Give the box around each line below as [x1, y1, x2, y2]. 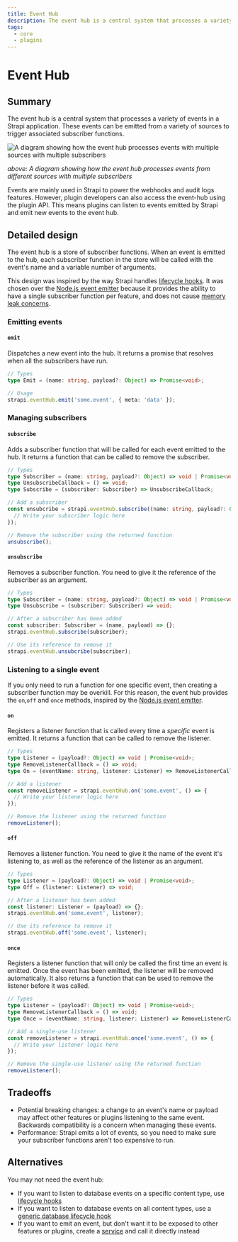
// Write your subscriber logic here [13, 512, 125, 519]
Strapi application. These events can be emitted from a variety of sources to [7, 122, 229, 131]
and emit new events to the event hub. [7, 209, 119, 217]
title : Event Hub [7, 10, 59, 18]
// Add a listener [7, 780, 62, 788]
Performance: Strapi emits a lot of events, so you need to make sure [17, 1128, 217, 1136]
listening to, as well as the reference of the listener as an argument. [7, 857, 204, 866]
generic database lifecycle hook [17, 1211, 111, 1220]
